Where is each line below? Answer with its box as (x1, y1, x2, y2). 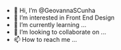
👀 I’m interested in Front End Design (13, 14, 115, 22)
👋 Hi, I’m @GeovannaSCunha (13, 7, 96, 14)
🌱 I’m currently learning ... (13, 21, 87, 28)
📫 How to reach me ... (13, 36, 77, 43)
